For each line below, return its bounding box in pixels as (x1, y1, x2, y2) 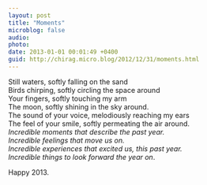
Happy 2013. (8, 167, 50, 177)
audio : (8, 33, 30, 42)
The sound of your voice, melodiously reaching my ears (8, 110, 190, 120)
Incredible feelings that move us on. (8, 135, 125, 145)
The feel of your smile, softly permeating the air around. (8, 119, 190, 128)
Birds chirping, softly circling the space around (8, 85, 160, 94)
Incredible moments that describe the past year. (8, 127, 165, 136)
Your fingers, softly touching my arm (8, 94, 127, 103)
